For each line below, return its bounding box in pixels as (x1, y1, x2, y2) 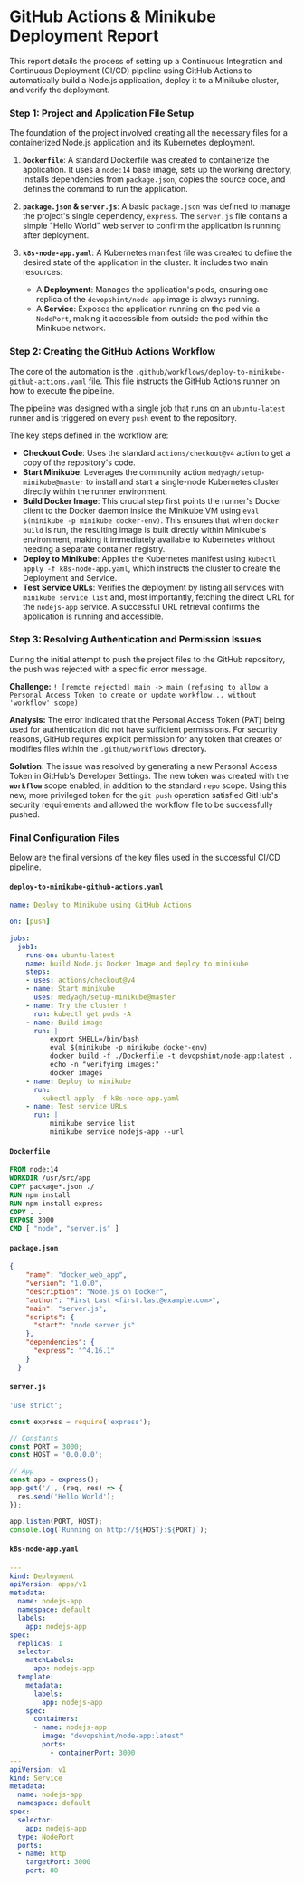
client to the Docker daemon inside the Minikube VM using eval (22, 505, 260, 516)
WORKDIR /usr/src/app (9, 1174, 91, 1183)
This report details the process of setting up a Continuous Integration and (9, 55, 283, 66)
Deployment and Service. (22, 572, 118, 583)
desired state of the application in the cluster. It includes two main (22, 257, 269, 268)
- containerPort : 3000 (49, 1748, 136, 1757)
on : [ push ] (9, 917, 51, 927)
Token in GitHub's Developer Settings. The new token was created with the (9, 770, 290, 781)
